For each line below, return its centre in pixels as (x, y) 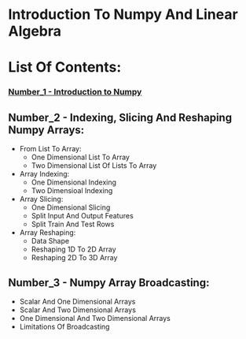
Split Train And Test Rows (73, 224)
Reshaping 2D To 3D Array (74, 258)
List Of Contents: (65, 67)
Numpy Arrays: (46, 130)
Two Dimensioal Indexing (72, 191)
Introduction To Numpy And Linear (123, 15)
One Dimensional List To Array (80, 157)
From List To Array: (50, 149)
